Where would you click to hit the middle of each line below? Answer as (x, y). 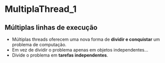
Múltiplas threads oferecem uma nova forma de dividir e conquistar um (86, 39)
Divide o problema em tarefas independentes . (60, 55)
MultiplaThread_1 (41, 9)
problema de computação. (39, 45)
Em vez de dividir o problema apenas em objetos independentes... (80, 50)
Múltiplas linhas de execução (51, 28)
